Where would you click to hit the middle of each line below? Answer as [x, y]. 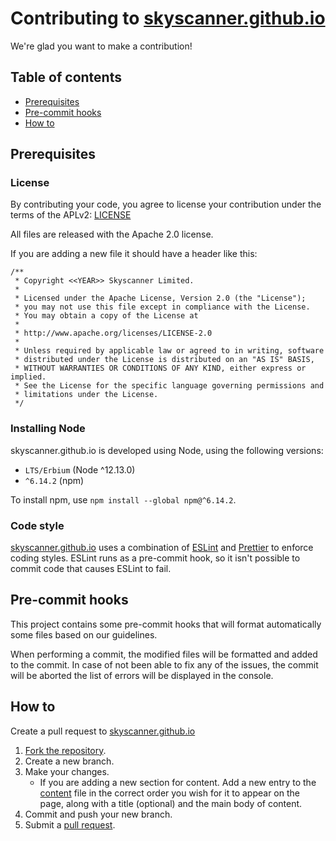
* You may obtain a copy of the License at [106, 316]
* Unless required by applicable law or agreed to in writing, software [169, 351]
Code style [37, 525]
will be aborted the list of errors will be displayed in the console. [142, 675]
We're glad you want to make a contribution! [101, 46]
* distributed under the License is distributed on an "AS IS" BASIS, [164, 360]
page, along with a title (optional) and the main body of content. [171, 803]
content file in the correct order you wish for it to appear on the [169, 793]
